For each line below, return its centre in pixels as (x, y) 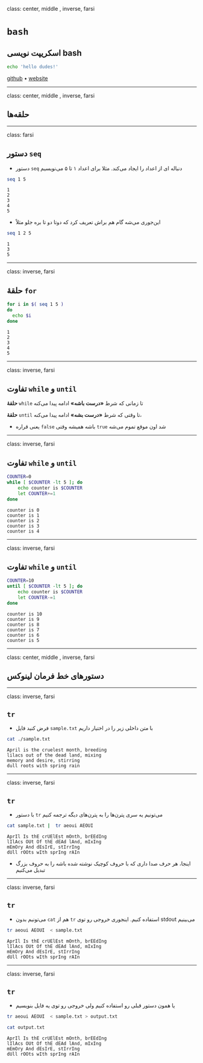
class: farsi (20, 134)
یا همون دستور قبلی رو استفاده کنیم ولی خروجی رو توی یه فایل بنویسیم (95, 1006)
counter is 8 (23, 625)
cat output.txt (26, 1027)
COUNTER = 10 (20, 581)
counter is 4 (23, 531)
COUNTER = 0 (19, 477)
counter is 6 (23, 635)
